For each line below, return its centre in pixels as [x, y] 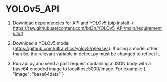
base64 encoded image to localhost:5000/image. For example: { [79, 69]
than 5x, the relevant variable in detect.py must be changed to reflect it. [86, 54]
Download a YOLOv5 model [41, 43]
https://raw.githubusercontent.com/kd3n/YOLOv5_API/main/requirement [87, 28]
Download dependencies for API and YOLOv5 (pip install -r [73, 23]
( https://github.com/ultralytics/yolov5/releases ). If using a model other [85, 48]
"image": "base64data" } [38, 74]
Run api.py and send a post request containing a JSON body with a [82, 63]
